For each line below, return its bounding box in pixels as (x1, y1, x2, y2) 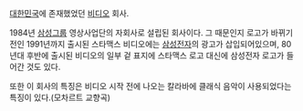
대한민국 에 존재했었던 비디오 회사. (9, 8, 130, 18)
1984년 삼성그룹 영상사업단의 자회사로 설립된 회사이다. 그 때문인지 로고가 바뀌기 (9, 27, 294, 38)
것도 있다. (26, 62, 61, 72)
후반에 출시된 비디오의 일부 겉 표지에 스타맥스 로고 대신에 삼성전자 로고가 (26, 50, 285, 61)
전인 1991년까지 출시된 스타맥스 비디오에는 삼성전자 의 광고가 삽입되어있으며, (9, 39, 280, 49)
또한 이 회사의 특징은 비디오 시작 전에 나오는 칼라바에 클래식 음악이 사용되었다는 (9, 81, 292, 91)
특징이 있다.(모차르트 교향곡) (9, 92, 111, 103)
